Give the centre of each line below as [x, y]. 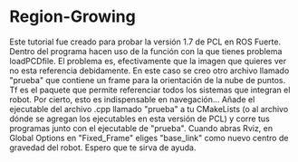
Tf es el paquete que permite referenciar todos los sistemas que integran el [150, 90]
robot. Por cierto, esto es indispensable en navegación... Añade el [132, 99]
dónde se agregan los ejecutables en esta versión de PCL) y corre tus [139, 119]
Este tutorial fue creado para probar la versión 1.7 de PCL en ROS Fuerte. [145, 42]
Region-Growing [72, 17]
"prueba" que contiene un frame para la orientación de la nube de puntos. [148, 80]
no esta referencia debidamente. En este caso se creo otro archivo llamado [149, 71]
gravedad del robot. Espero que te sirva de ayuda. [103, 148]
